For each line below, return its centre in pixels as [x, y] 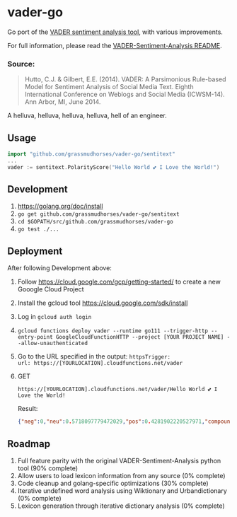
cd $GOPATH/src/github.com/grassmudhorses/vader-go [95, 222]
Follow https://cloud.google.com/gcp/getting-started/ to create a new [119, 282]
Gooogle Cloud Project [51, 289]
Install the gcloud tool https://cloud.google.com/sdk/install [103, 303]
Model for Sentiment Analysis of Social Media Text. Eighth [109, 87]
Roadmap [29, 444]
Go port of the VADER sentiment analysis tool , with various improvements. [115, 32]
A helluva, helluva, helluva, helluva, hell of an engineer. [87, 116]
